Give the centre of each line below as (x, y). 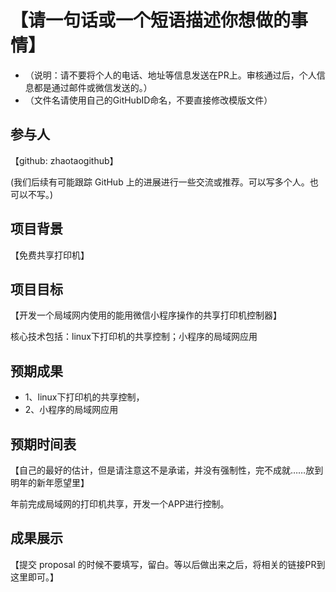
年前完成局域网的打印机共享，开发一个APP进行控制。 (120, 504)
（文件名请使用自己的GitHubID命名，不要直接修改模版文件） (148, 100)
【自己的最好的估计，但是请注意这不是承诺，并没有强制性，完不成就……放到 (167, 470)
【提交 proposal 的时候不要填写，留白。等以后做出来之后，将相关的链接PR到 (168, 564)
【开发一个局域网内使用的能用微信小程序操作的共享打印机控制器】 (146, 315)
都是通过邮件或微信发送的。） (93, 87)
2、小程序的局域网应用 (71, 410)
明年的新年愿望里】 (50, 482)
